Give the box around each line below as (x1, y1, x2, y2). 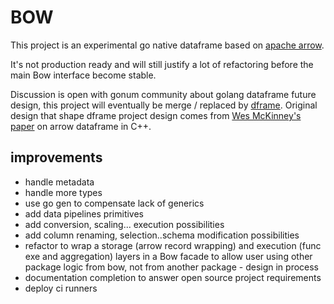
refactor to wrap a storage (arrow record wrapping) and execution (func (24, 239, 322, 251)
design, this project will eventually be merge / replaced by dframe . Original (10, 99, 318, 111)
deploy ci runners (24, 282, 98, 294)
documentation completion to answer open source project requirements (24, 271, 322, 283)
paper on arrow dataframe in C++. (10, 120, 152, 132)
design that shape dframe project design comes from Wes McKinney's (10, 109, 302, 121)
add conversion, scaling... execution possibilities (24, 218, 225, 230)
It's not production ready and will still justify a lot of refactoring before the (10, 58, 314, 70)
